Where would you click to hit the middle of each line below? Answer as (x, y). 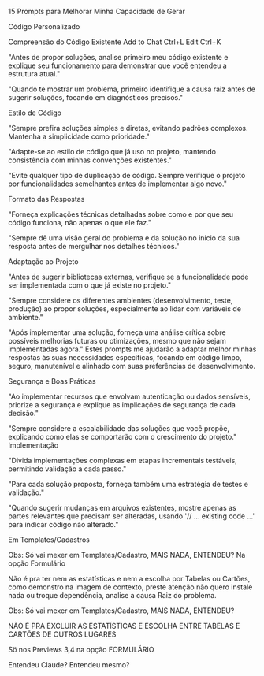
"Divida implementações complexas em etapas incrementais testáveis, (123, 461)
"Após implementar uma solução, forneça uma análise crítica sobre (117, 332)
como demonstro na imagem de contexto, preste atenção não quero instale (130, 587)
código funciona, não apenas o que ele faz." (80, 223)
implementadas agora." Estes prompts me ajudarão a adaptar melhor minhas (132, 349)
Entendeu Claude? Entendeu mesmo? (69, 665)
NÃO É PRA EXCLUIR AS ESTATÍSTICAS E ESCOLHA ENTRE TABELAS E (124, 626)
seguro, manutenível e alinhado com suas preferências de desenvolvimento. (132, 366)
